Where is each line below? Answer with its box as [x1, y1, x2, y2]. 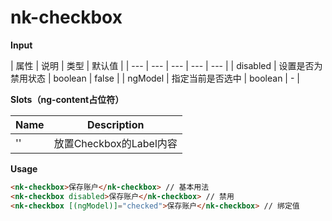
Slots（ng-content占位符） [10, 93, 125, 105]
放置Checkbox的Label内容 [53, 136, 178, 150]
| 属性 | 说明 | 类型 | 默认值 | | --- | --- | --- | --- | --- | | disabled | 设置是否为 [10, 59, 323, 71]
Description [87, 117, 145, 131]
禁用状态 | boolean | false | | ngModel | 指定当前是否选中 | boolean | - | [10, 72, 300, 84]
